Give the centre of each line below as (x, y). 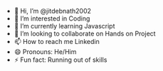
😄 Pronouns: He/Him (45, 52)
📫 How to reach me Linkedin (57, 42)
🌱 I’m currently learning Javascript (64, 26)
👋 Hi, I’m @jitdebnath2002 (52, 11)
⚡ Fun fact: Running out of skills (61, 60)
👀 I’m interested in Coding (52, 18)
